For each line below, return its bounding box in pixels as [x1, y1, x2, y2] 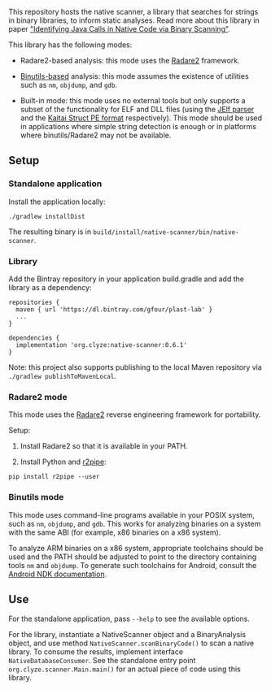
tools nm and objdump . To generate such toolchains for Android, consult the [8, 560, 257, 570]
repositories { [8, 298, 60, 306]
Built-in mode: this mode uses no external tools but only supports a [20, 96, 246, 105]
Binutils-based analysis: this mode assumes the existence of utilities [20, 72, 250, 80]
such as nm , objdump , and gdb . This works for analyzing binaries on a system [8, 519, 261, 528]
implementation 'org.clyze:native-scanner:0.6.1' [15, 341, 187, 349]
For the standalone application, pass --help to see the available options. [8, 614, 251, 624]
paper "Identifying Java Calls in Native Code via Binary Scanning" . [8, 24, 230, 33]
